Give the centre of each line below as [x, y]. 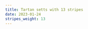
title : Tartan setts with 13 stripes [44, 10]
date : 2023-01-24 [23, 14]
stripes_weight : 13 [25, 19]
